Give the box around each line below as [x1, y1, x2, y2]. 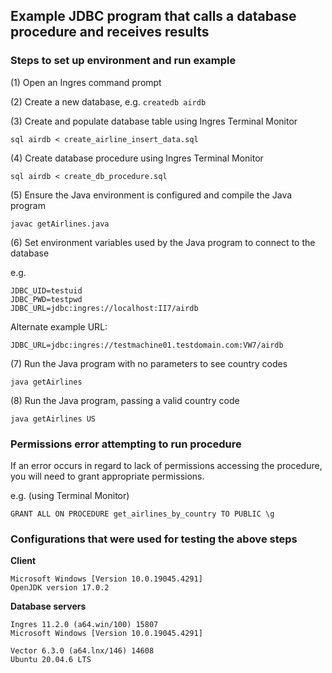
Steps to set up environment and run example [10, 54, 237, 68]
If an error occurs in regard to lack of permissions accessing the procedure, [10, 459, 323, 471]
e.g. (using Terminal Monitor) [10, 489, 130, 501]
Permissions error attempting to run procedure [10, 437, 242, 451]
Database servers [10, 600, 87, 613]
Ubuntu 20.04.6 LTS [10, 655, 92, 665]
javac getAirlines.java [10, 219, 110, 229]
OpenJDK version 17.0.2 [10, 583, 110, 593]
